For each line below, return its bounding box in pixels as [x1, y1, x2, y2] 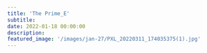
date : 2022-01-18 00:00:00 [7, 23, 86, 30]
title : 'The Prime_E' [7, 10, 70, 17]
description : [7, 29, 45, 36]
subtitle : [7, 17, 36, 23]
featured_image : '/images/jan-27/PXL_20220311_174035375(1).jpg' [7, 36, 201, 43]
